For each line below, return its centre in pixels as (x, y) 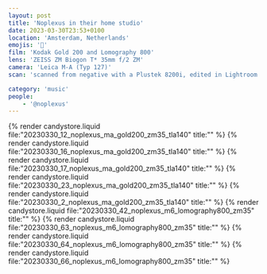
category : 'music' (39, 89)
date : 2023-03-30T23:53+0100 (56, 30)
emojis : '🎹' (28, 45)
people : (21, 96)
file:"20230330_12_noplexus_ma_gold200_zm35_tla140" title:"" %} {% (123, 135)
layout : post (30, 15)
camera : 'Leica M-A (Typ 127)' (60, 68)
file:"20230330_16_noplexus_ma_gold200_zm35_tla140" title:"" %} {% (123, 152)
